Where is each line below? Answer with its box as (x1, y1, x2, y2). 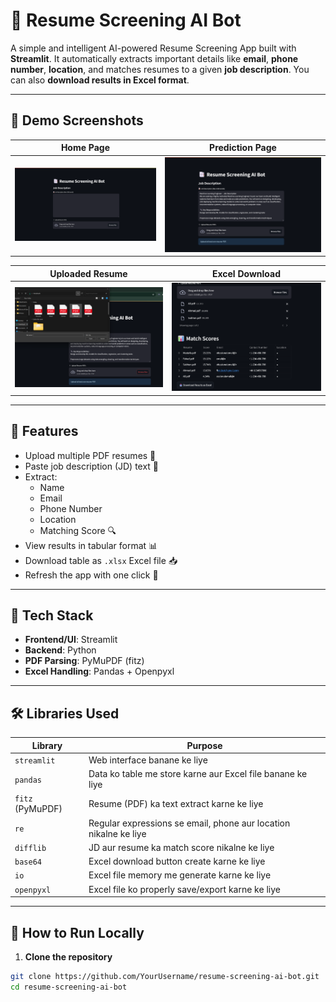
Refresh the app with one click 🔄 (24, 569, 159, 581)
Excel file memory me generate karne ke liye (88, 869, 272, 881)
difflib (14, 843, 47, 853)
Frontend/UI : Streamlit (24, 634, 118, 646)
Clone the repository (24, 951, 113, 963)
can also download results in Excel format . (10, 74, 190, 86)
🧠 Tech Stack (10, 607, 94, 624)
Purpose (186, 739, 223, 751)
